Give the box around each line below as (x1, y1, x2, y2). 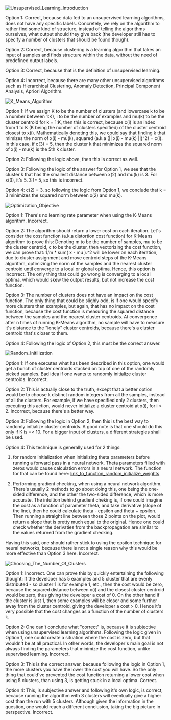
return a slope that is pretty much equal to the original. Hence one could (12, 518, 164, 525)
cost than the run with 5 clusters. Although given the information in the (5, 698, 154, 704)
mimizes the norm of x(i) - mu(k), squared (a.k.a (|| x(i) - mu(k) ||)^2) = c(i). (5, 135, 163, 141)
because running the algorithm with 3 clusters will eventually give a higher (5, 693, 162, 698)
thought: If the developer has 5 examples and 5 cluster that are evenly (5, 576, 153, 582)
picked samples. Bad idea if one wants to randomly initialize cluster (5, 371, 147, 377)
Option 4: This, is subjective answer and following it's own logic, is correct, (5, 687, 163, 693)
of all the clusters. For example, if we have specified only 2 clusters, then (5, 397, 159, 403)
